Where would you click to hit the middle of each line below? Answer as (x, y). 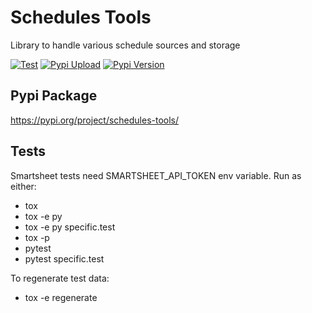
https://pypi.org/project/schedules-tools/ (95, 120)
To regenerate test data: (60, 278)
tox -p (37, 237)
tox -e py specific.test (70, 227)
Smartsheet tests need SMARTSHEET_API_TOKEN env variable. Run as (156, 175)
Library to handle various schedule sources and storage (125, 45)
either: (23, 186)
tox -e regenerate (61, 297)
